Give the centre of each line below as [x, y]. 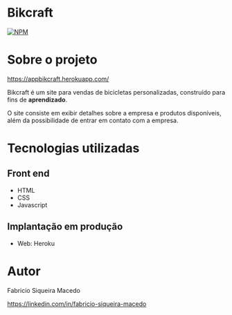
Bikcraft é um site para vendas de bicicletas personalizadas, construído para [116, 92]
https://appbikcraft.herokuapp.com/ [58, 79]
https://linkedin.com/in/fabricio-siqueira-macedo [77, 304]
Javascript [32, 204]
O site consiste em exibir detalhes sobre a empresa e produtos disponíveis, [114, 113]
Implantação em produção [65, 227]
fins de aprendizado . [37, 99]
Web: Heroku [36, 243]
